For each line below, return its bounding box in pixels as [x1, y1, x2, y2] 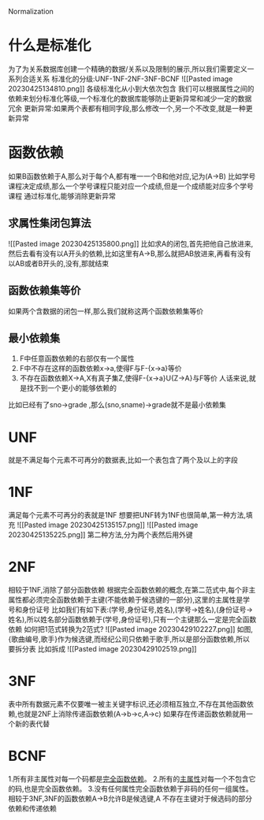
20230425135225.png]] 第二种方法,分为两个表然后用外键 [8, 530, 193, 540]
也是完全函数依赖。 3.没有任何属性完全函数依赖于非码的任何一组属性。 [24, 784, 254, 793]
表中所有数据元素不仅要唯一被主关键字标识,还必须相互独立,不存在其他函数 [8, 699, 247, 709]
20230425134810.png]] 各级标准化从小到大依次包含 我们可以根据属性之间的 [8, 83, 255, 93]
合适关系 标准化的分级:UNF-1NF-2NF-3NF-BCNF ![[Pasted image [21, 74, 233, 83]
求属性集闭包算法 [8, 217, 91, 230]
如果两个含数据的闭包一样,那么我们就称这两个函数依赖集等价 [8, 306, 204, 316]
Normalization [8, 7, 54, 16]
